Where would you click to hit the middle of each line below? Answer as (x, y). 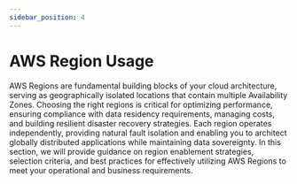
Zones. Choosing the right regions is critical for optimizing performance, (141, 104)
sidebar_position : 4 (47, 17)
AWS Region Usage (82, 61)
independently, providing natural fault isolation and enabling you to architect (148, 133)
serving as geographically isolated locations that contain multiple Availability (148, 95)
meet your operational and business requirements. (101, 170)
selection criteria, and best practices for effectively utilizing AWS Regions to (148, 161)
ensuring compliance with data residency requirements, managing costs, (142, 114)
